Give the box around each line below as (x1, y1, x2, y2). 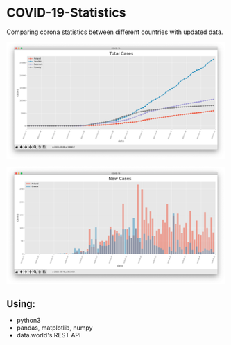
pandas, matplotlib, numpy (16, 324, 93, 332)
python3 (16, 317, 41, 325)
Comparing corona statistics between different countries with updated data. (6, 28, 223, 36)
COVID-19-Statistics (6, 5, 126, 21)
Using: (6, 298, 36, 310)
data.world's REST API (16, 331, 81, 339)
